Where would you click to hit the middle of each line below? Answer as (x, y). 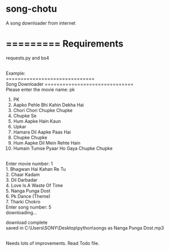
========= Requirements (65, 44)
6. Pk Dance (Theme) (28, 196)
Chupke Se (25, 116)
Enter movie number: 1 (29, 164)
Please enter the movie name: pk (40, 89)
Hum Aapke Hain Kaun (37, 121)
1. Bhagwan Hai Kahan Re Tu (36, 169)
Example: (16, 73)
